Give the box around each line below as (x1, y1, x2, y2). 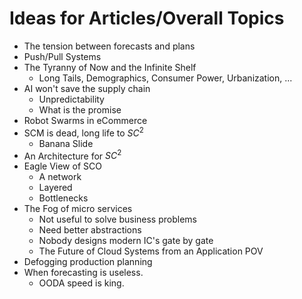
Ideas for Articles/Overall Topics (9, 7, 285, 30)
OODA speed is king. (38, 277, 125, 289)
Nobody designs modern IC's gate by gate (38, 235, 214, 247)
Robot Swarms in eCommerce (23, 114, 148, 126)
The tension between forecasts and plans (23, 40, 196, 52)
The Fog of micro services (23, 203, 133, 215)
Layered (38, 182, 73, 194)
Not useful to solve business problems (38, 213, 197, 226)
